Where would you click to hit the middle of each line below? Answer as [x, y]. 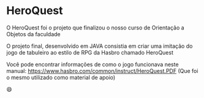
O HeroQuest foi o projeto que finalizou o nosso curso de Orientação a [96, 28]
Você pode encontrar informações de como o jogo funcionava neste [93, 64]
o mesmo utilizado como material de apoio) [61, 77]
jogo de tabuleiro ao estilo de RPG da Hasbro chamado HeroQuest [90, 52]
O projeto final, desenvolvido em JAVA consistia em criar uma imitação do [100, 46]
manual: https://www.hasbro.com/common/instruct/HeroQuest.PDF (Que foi [102, 70]
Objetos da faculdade [34, 34]
